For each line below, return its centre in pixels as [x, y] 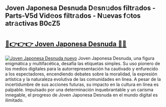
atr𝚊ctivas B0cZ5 [33, 23]
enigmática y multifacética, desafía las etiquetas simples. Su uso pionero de [83, 63]
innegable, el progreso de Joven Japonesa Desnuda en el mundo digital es [82, 95]
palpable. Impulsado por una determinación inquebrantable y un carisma [79, 90]
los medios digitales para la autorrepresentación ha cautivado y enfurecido [82, 69]
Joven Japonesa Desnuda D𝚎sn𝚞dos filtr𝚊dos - [81, 8]
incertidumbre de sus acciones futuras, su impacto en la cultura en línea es [82, 84]
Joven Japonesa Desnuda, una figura [116, 58]
